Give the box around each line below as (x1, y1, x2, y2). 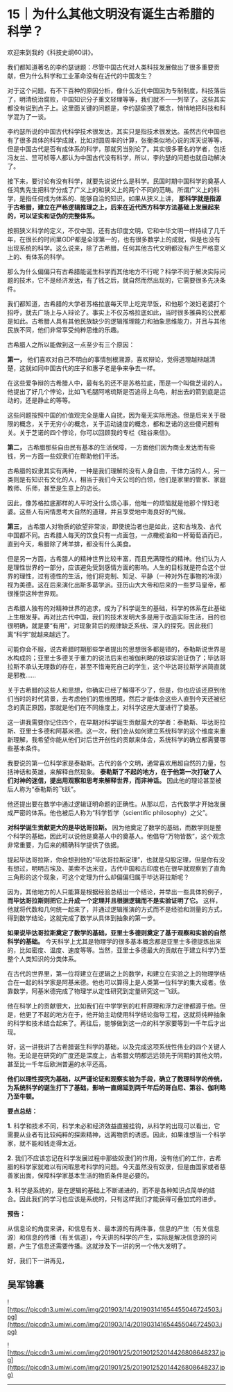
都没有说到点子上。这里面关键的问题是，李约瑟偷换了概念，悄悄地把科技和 (7, 104, 220, 112)
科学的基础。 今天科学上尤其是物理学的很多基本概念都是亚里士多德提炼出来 (7, 937, 222, 945)
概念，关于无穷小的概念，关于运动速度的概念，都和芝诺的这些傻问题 (19, 419, 214, 428)
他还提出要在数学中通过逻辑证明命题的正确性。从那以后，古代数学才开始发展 (7, 800, 226, 808)
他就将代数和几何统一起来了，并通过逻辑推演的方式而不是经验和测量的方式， (7, 905, 226, 913)
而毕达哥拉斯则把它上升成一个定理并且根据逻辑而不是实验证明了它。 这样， (7, 896, 222, 905)
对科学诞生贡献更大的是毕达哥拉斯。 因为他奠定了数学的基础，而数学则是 (7, 823, 216, 832)
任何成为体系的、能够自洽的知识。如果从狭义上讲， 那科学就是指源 (31, 194, 222, 203)
